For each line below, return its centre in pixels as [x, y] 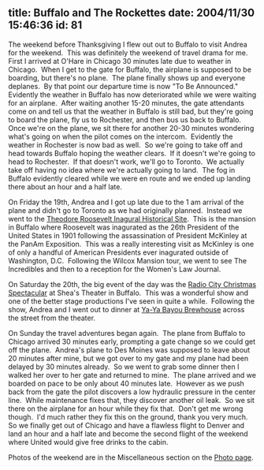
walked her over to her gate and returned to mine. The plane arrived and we [132, 375]
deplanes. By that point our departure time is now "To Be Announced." [123, 86]
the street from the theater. [52, 318]
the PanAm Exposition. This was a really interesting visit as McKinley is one [131, 244]
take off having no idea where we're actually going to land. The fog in [122, 170]
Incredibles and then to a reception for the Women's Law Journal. [115, 269]
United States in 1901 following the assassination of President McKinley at [128, 235]
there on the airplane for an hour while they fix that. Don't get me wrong [126, 408]
